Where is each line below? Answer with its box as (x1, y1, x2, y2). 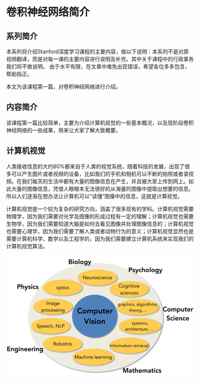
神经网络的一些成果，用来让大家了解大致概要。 (6, 126, 121, 134)
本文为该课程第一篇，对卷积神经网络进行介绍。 (6, 83, 121, 90)
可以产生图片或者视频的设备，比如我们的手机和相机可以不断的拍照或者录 (11, 170, 189, 177)
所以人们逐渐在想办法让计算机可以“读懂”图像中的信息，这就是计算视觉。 (6, 192, 183, 200)
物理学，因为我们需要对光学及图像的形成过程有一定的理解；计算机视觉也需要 (6, 212, 194, 220)
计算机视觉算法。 (6, 242, 48, 249)
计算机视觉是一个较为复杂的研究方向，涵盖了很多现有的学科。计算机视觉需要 (6, 205, 194, 212)
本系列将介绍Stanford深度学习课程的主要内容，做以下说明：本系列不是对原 (6, 48, 189, 55)
